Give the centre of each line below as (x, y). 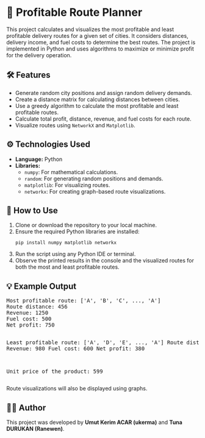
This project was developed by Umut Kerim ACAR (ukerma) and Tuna (95, 422)
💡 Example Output (41, 286)
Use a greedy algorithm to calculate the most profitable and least (97, 105)
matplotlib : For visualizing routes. (67, 185)
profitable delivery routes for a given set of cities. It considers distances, (97, 35)
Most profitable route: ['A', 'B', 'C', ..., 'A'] (84, 301)
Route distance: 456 (37, 307)
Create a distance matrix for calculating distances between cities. (97, 99)
